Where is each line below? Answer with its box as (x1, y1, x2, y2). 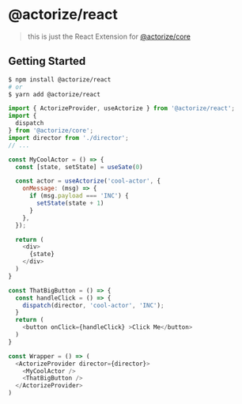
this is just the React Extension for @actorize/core (27, 32, 191, 41)
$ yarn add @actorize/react (8, 90, 101, 98)
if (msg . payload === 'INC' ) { (28, 192, 129, 200)
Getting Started (8, 55, 86, 68)
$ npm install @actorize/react (8, 75, 112, 84)
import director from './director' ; (8, 134, 129, 142)
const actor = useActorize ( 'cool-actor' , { (15, 177, 161, 185)
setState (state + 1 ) (36, 199, 104, 207)
